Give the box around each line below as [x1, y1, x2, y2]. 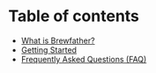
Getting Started [20, 44, 77, 55]
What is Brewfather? [20, 35, 95, 46]
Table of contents [8, 6, 140, 26]
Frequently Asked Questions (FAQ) [20, 54, 147, 64]
